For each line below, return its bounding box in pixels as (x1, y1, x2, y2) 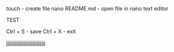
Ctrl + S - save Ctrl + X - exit (6, 28, 76, 35)
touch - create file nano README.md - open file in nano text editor (6, 5, 169, 12)
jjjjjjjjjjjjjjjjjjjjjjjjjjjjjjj (6, 40, 46, 46)
